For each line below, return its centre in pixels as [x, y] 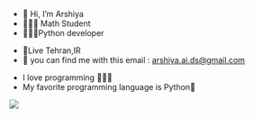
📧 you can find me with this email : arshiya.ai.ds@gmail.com [134, 60]
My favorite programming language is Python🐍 [109, 87]
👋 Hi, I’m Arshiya [53, 14]
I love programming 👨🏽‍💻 [67, 77]
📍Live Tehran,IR [51, 50]
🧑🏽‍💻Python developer [63, 33]
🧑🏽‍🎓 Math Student [57, 23]
